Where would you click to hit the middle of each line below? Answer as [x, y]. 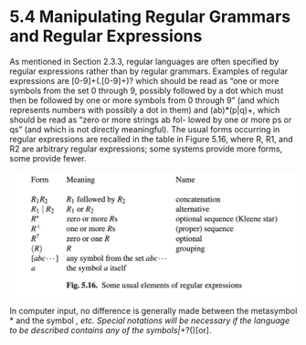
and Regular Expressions [106, 36]
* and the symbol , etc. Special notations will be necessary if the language [150, 320]
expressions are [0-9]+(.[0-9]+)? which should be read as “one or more [144, 80]
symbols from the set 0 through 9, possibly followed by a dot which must [147, 90]
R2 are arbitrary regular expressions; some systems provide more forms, [146, 149]
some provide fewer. [48, 158]
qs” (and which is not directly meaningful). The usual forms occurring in [145, 129]
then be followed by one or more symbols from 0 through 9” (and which [145, 100]
